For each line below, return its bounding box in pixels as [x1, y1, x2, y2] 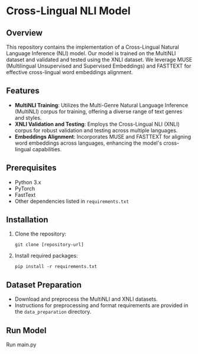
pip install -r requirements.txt [14, 264, 98, 270]
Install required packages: [14, 252, 78, 259]
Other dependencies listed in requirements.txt [14, 197, 129, 205]
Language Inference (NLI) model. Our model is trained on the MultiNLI [6, 50, 176, 57]
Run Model [6, 325, 47, 336]
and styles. [14, 114, 42, 121]
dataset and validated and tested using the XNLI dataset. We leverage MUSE [6, 56, 193, 63]
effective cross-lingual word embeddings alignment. [6, 69, 133, 75]
